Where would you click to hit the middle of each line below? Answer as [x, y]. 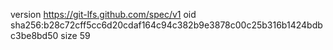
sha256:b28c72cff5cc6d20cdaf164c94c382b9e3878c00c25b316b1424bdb [166, 25]
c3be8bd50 [34, 35]
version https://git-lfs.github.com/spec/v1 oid [103, 14]
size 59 [75, 35]
